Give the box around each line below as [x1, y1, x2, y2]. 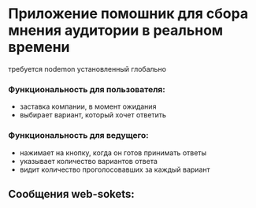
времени [8, 39, 70, 56]
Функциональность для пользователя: [8, 84, 165, 95]
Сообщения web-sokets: [8, 187, 135, 201]
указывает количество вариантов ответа [19, 156, 158, 165]
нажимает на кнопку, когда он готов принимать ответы [19, 147, 207, 158]
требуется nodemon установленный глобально [8, 64, 167, 73]
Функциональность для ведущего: [8, 130, 149, 141]
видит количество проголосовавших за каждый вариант [19, 165, 210, 174]
